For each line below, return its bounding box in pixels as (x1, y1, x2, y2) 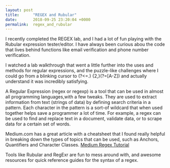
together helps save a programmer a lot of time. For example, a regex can (5, 110, 161, 116)
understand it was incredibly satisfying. (5, 78, 89, 85)
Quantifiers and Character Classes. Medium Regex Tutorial (5, 142, 129, 148)
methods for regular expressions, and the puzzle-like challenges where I (5, 68, 159, 74)
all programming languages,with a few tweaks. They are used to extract (5, 94, 157, 100)
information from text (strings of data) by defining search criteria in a (5, 99, 151, 106)
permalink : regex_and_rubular (5, 22, 72, 27)
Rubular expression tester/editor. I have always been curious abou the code (5, 41, 165, 48)
